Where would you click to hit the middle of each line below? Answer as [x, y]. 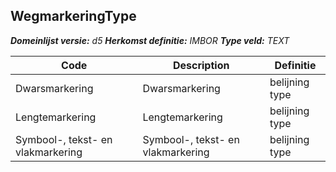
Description [201, 65]
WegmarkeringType [73, 16]
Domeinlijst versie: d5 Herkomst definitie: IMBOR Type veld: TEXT [150, 40]
